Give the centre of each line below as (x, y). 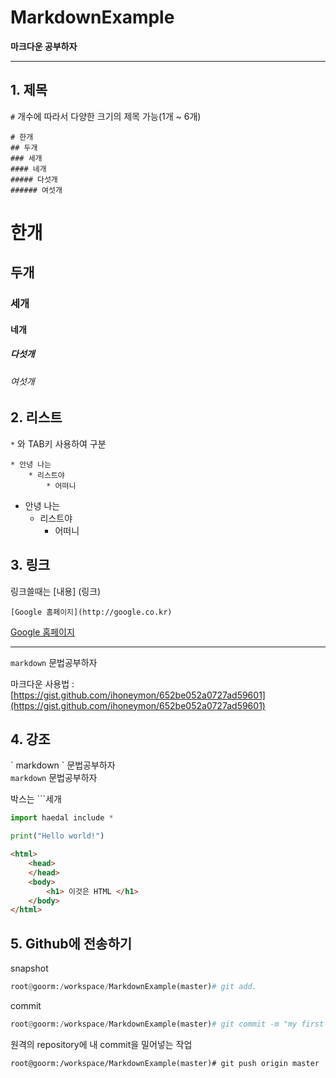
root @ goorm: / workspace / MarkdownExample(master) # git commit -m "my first (167, 1024)
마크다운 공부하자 (44, 46)
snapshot (29, 968)
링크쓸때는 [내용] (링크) (56, 591)
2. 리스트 (36, 417)
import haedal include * (62, 818)
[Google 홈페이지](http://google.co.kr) (91, 612)
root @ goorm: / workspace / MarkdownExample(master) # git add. (133, 987)
